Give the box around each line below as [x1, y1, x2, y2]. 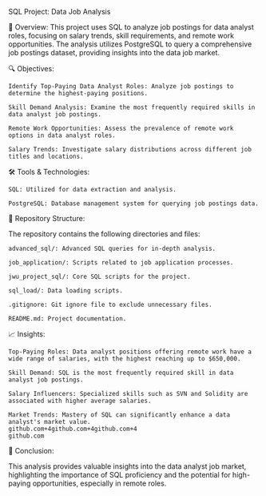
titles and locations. [8, 152, 84, 160]
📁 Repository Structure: [8, 214, 85, 223]
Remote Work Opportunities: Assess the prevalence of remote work [8, 124, 234, 132]
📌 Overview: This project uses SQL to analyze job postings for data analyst [8, 22, 254, 31]
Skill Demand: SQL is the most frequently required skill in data [8, 369, 234, 377]
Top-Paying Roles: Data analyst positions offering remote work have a [8, 348, 252, 356]
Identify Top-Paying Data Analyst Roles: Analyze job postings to [8, 83, 234, 91]
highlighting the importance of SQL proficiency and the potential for [8, 470, 231, 479]
